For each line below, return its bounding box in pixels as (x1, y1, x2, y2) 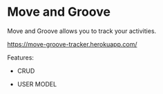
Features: (7, 53, 35, 62)
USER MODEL (17, 80, 57, 88)
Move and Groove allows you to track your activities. (7, 27, 157, 35)
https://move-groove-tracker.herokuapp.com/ (7, 40, 137, 48)
